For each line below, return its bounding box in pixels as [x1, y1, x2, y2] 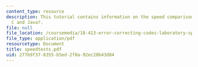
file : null [6, 24, 33, 31]
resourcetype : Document [6, 41, 65, 47]
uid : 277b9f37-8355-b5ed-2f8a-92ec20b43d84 [6, 52, 115, 58]
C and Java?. [11, 19, 44, 25]
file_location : [6, 30, 44, 36]
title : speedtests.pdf [6, 47, 62, 52]
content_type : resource [6, 8, 65, 15]
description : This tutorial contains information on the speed [6, 14, 165, 20]
